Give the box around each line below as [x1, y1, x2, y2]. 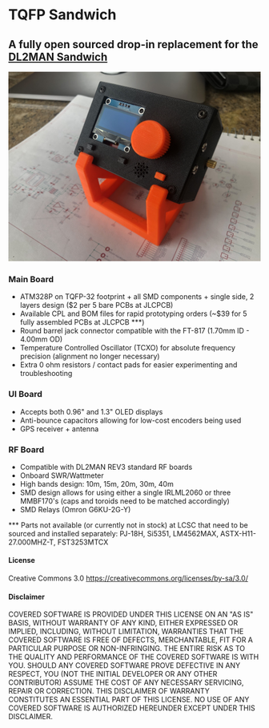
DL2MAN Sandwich [8, 50, 108, 63]
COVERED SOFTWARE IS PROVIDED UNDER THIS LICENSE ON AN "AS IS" [8, 609, 254, 619]
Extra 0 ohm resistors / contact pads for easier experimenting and [19, 360, 238, 370]
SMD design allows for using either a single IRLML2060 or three [19, 487, 231, 497]
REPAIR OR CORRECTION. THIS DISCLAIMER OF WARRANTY [8, 686, 211, 696]
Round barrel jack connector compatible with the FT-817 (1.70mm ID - [19, 326, 250, 336]
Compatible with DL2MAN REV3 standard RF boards [19, 462, 193, 471]
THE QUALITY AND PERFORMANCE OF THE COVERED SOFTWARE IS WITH [8, 652, 259, 662]
